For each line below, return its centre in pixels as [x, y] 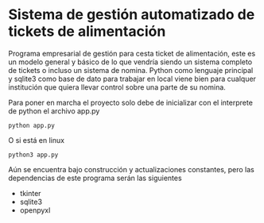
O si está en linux [37, 140]
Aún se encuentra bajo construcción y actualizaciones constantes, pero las [131, 169]
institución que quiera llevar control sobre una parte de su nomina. [117, 87]
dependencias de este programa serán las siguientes [95, 178]
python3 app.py [33, 155]
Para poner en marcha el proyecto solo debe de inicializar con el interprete [130, 102]
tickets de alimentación [87, 31]
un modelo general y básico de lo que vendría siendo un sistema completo [130, 62]
